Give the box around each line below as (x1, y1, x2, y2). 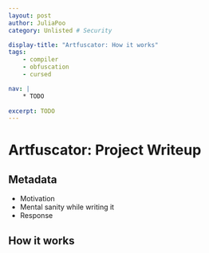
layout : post (8, 11, 52, 20)
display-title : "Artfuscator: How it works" (8, 41, 159, 49)
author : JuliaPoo (8, 19, 66, 27)
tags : (8, 49, 26, 56)
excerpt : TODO (8, 107, 56, 115)
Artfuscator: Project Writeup (8, 141, 202, 159)
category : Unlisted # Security (8, 26, 112, 34)
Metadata (8, 173, 57, 186)
